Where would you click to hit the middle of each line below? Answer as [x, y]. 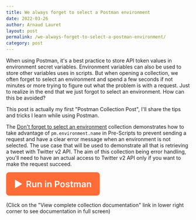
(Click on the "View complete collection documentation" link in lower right [95, 205]
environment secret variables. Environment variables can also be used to [94, 67]
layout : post [22, 31]
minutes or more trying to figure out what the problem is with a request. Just [98, 85]
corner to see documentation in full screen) [58, 211]
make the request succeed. [39, 164]
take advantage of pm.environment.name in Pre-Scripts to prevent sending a [96, 133]
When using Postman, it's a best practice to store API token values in [89, 61]
